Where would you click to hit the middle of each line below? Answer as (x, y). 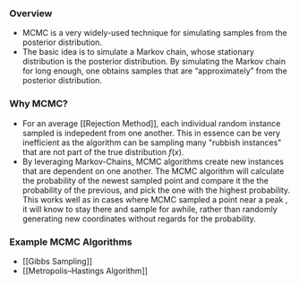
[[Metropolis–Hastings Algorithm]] (85, 271)
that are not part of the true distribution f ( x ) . (103, 151)
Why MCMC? (39, 104)
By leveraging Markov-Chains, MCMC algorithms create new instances (153, 161)
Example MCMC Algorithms (71, 242)
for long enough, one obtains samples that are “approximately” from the (155, 71)
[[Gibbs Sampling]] (57, 261)
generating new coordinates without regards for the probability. (139, 219)
